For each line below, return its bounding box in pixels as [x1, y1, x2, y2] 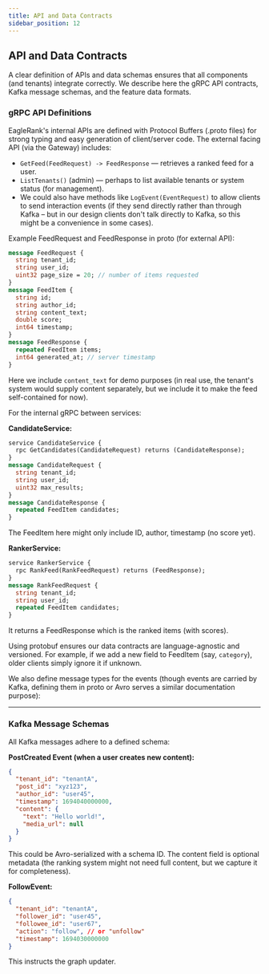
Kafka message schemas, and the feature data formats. [8, 87, 192, 97]
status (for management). [19, 184, 104, 193]
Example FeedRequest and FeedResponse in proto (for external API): [8, 233, 235, 243]
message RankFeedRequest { [8, 581, 98, 590]
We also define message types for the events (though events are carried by [8, 674, 258, 684]
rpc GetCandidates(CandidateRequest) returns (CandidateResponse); [15, 446, 246, 454]
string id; [15, 294, 52, 302]
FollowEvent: [8, 882, 53, 891]
